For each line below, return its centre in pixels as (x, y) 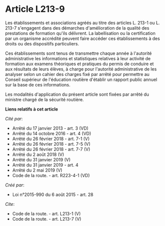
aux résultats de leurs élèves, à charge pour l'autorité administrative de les (81, 69)
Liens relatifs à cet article (32, 109)
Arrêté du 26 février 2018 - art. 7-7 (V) (51, 149)
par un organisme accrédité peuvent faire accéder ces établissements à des (82, 38)
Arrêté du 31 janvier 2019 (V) (41, 159)
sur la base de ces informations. (38, 84)
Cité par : (14, 118)
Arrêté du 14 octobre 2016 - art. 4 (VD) (52, 133)
